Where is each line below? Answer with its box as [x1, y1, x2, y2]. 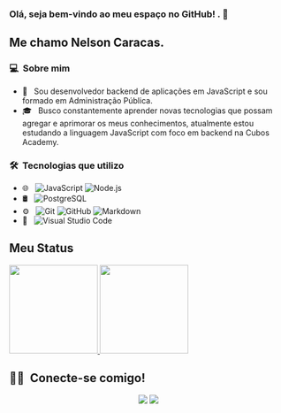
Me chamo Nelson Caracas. [9, 35, 165, 50]
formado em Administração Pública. [21, 95, 153, 105]
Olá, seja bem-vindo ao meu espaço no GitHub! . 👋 [9, 8, 229, 20]
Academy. [21, 136, 59, 147]
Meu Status [9, 241, 74, 256]
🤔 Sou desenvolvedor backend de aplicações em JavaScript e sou [21, 86, 268, 96]
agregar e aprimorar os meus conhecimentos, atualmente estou [21, 118, 254, 128]
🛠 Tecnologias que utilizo [9, 159, 125, 172]
